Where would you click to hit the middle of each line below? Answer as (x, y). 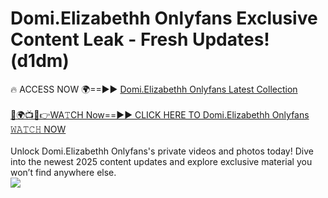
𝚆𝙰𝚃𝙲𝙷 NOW (38, 129)
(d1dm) (40, 61)
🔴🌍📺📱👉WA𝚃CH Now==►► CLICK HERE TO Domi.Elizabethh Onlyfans (160, 114)
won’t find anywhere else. (63, 172)
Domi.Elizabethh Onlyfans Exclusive (164, 18)
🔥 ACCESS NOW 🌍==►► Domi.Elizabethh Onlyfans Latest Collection (154, 89)
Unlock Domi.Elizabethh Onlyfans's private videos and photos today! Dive (162, 151)
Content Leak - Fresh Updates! (140, 39)
